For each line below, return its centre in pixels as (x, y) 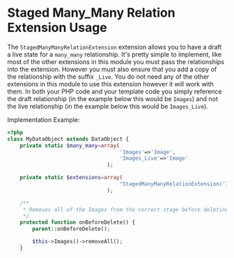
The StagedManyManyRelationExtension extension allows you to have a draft (115, 47)
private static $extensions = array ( (71, 178)
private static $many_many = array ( (70, 145)
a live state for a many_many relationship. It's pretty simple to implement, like (115, 54)
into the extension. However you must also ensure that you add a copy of (112, 69)
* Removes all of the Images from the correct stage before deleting (126, 210)
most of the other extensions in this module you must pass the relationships (116, 61)
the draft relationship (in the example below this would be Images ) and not (112, 98)
